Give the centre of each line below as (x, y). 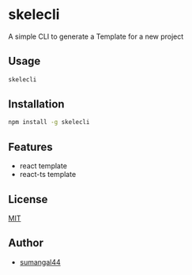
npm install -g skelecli (49, 122)
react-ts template (48, 175)
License (28, 199)
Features (30, 147)
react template (43, 166)
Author (26, 243)
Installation (36, 104)
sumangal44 (40, 262)
